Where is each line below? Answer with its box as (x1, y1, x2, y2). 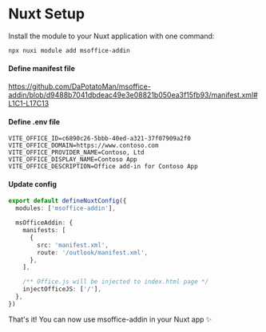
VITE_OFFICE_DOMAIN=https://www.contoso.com (8, 141, 159, 150)
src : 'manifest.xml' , (37, 241, 109, 249)
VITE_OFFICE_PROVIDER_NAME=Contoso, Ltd (8, 148, 145, 156)
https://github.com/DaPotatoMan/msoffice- (8, 81, 152, 92)
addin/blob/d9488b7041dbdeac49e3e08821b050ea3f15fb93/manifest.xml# (8, 90, 258, 100)
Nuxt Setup (8, 5, 85, 23)
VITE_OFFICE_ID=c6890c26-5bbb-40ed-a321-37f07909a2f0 (8, 135, 192, 143)
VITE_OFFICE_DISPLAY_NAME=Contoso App (8, 156, 137, 164)
